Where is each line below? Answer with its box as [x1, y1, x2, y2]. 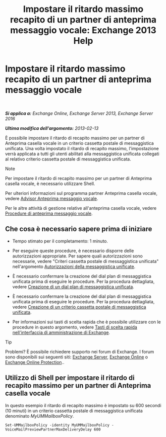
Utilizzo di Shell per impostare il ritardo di [5, 374, 135, 382]
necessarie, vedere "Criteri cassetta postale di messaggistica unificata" [12, 258, 159, 264]
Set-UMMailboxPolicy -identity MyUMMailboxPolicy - [5, 423, 114, 428]
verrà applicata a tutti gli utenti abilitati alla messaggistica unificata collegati [5, 151, 160, 157]
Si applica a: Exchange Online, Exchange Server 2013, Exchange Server [5, 110, 153, 116]
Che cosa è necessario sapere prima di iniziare [5, 225, 153, 233]
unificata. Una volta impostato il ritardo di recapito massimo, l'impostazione [5, 145, 159, 151]
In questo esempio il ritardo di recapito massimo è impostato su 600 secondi [5, 402, 162, 408]
